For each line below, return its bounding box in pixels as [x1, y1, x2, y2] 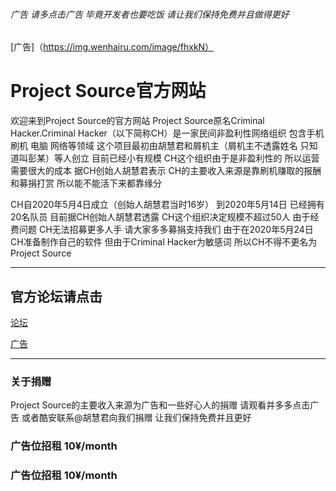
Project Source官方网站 [10, 80, 207, 103]
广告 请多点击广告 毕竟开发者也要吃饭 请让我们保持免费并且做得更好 [10, 8, 290, 20]
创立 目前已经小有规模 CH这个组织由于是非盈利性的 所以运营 [71, 152, 320, 164]
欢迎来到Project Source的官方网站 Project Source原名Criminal [10, 115, 265, 127]
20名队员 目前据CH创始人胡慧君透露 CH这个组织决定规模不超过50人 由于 [10, 211, 311, 223]
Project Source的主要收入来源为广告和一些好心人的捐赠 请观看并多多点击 [10, 399, 311, 411]
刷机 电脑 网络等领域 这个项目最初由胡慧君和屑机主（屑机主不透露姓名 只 [10, 140, 310, 152]
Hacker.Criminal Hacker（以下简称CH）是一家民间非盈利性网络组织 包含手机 [10, 127, 325, 139]
